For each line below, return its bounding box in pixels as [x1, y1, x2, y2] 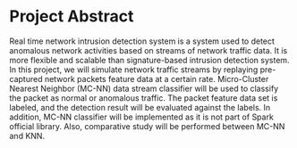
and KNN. [9, 130, 46, 141]
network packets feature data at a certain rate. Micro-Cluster [44, 73, 269, 84]
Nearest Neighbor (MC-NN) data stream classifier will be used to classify [9, 83, 279, 94]
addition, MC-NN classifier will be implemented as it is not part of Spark [9, 111, 275, 122]
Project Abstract [9, 6, 134, 27]
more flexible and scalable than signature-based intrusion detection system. [9, 54, 290, 65]
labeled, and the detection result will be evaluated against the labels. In [9, 102, 271, 112]
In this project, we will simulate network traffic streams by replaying [9, 64, 259, 75]
